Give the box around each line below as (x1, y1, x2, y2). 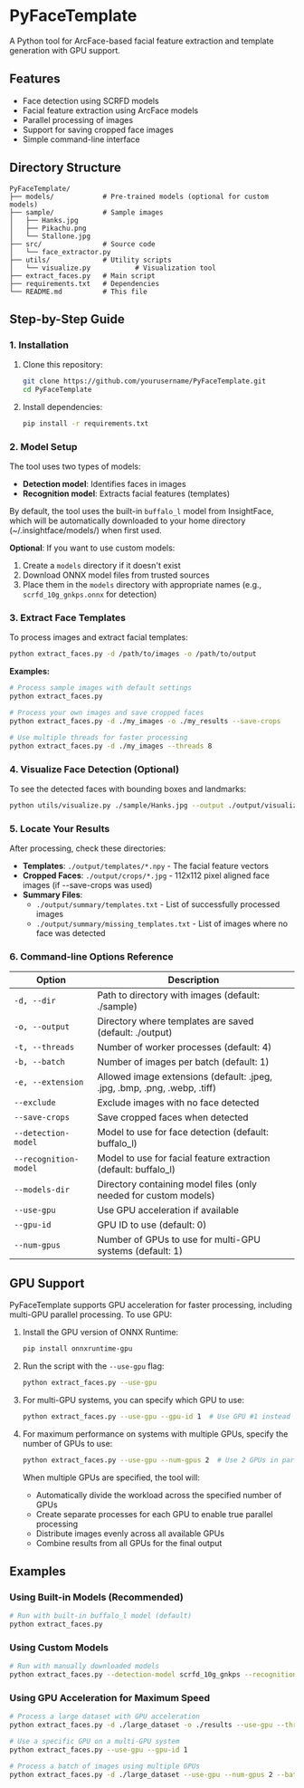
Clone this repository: (22, 359, 103, 370)
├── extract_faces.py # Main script (9, 271, 156, 281)
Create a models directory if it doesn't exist (22, 560, 181, 571)
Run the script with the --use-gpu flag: (22, 1361, 165, 1372)
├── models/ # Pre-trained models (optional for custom (9, 192, 270, 201)
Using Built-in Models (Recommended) (9, 1591, 184, 1603)
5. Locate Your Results (9, 822, 110, 835)
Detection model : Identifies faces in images (22, 479, 187, 490)
